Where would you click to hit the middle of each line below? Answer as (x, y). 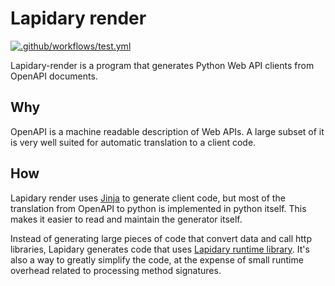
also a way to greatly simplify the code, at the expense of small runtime (157, 259)
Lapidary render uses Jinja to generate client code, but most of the (148, 198)
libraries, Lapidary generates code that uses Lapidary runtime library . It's (160, 249)
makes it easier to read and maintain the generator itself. (126, 219)
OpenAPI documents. (54, 76)
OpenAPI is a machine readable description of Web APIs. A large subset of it (167, 131)
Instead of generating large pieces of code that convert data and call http (161, 238)
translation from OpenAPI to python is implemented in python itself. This (158, 208)
